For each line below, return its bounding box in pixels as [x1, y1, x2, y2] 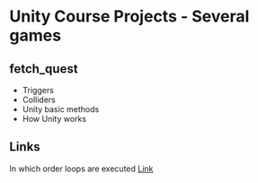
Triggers [22, 85, 54, 95]
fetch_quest [9, 61, 78, 76]
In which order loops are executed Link [9, 163, 154, 174]
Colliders [22, 94, 56, 105]
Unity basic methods [22, 104, 100, 114]
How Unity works [22, 114, 87, 124]
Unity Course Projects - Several [9, 6, 250, 27]
